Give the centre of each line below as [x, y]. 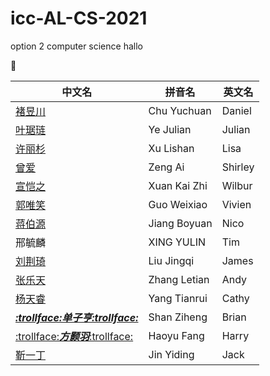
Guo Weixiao [178, 204]
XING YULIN [177, 242]
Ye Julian [170, 129]
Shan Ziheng [178, 317]
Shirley [238, 167]
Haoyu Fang [176, 335]
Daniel [236, 110]
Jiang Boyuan [180, 223]
